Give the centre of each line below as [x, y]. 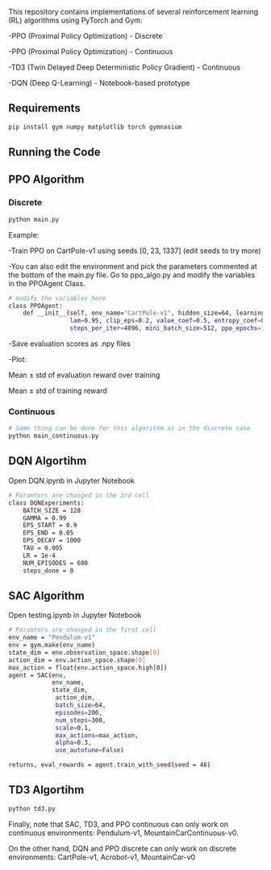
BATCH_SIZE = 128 [52, 510]
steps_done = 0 [48, 570]
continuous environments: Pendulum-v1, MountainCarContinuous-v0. [124, 833]
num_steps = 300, [81, 720]
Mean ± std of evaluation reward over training [84, 375]
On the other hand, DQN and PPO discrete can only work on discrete [122, 848]
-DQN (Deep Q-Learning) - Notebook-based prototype [99, 83]
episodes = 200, [79, 712]
